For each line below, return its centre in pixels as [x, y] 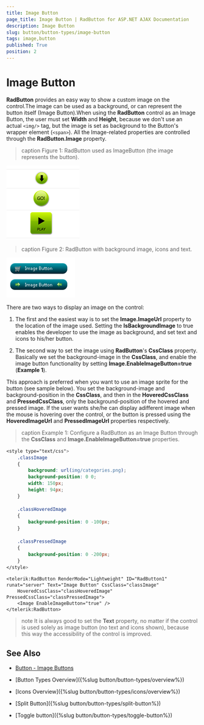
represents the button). [50, 157]
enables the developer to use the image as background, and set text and [106, 332]
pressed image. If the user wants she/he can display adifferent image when [101, 407]
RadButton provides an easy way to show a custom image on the [88, 99]
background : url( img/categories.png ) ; [77, 470]
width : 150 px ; [46, 483]
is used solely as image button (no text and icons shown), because [105, 628]
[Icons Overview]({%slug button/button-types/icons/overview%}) [98, 692]
